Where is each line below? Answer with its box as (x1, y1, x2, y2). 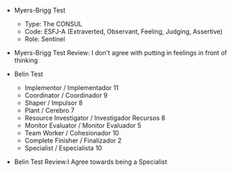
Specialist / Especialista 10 (24, 144, 103, 152)
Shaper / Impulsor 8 (24, 99, 83, 107)
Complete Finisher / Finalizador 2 (24, 136, 122, 145)
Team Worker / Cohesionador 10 (24, 129, 119, 137)
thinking (13, 56, 38, 65)
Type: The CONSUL (24, 20, 83, 28)
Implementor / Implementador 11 (24, 84, 119, 91)
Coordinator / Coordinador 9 (24, 91, 108, 99)
